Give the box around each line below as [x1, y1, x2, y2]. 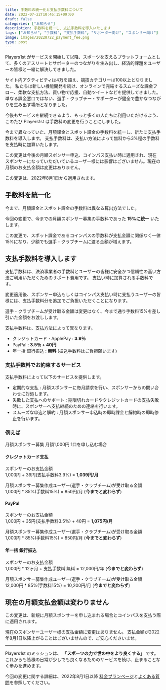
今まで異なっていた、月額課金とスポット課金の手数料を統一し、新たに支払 [5, 129, 157, 135]
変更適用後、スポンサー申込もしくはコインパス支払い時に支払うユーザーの [5, 292, 157, 298]
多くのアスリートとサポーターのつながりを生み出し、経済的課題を [13, 60, 148, 66]
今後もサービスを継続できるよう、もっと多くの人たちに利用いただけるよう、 [5, 112, 161, 118]
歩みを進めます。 [9, 663, 44, 669]
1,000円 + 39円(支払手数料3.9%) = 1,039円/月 [5, 472, 99, 478]
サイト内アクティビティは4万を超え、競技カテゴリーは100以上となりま [5, 77, 149, 82]
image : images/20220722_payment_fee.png [5, 35, 90, 40]
